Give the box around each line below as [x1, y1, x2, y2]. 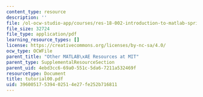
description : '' [6, 14, 47, 20]
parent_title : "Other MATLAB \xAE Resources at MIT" [6, 54, 139, 60]
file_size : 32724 [6, 25, 50, 32]
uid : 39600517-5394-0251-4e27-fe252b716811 [6, 82, 118, 88]
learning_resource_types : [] [6, 37, 80, 43]
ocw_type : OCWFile [6, 48, 53, 54]
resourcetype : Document [6, 70, 66, 77]
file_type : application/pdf [6, 31, 77, 37]
